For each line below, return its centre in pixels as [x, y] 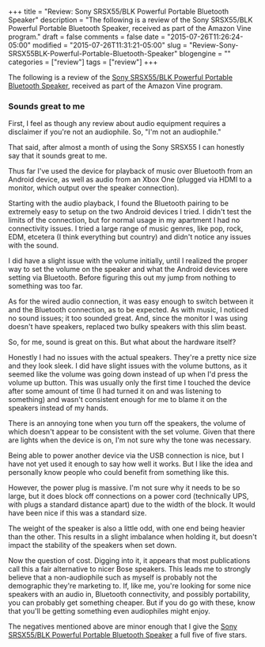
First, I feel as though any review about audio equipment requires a [117, 124]
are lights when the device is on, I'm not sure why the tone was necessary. [130, 440]
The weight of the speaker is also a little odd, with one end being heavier [127, 528]
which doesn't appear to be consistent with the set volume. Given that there [132, 432]
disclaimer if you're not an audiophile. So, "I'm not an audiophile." [115, 132]
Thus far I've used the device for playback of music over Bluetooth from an [131, 171]
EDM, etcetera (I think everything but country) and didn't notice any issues [130, 237]
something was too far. [45, 286]
